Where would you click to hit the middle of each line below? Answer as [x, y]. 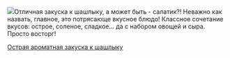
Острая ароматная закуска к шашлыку [65, 47]
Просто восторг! [32, 33]
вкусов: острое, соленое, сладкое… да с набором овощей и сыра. [106, 26]
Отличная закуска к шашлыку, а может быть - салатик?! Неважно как [118, 12]
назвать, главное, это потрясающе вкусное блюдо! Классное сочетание [115, 19]
